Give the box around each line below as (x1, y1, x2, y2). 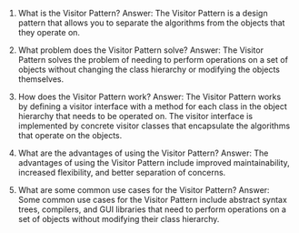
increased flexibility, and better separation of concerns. (17, 167, 226, 177)
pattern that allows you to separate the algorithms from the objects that (17, 17, 285, 28)
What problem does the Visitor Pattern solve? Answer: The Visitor (17, 45, 264, 56)
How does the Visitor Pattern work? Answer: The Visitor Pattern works (17, 91, 282, 102)
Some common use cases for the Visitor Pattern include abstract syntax (17, 195, 288, 205)
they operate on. (17, 27, 80, 37)
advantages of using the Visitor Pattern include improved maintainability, (17, 157, 291, 167)
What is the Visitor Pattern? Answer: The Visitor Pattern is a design (17, 8, 268, 18)
